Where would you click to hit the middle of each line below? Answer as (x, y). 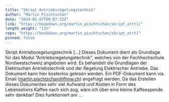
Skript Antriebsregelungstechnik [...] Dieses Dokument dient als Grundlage (83, 52)
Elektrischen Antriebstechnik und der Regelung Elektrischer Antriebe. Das (82, 68)
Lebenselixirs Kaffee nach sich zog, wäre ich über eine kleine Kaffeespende (84, 89)
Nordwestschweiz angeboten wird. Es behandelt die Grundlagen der (76, 63)
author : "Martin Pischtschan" (37, 15)
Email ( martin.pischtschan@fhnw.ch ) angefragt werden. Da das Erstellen (81, 79)
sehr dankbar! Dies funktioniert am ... (44, 95)
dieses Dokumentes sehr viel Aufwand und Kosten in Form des (71, 84)
